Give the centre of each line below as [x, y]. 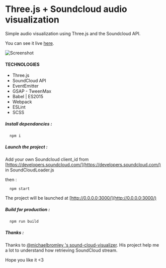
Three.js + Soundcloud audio [66, 9]
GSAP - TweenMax [32, 91]
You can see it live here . [30, 43]
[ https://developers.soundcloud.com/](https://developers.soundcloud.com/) [83, 165]
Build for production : [28, 209]
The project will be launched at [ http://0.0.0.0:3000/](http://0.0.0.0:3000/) [81, 198]
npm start [20, 189]
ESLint [19, 107]
